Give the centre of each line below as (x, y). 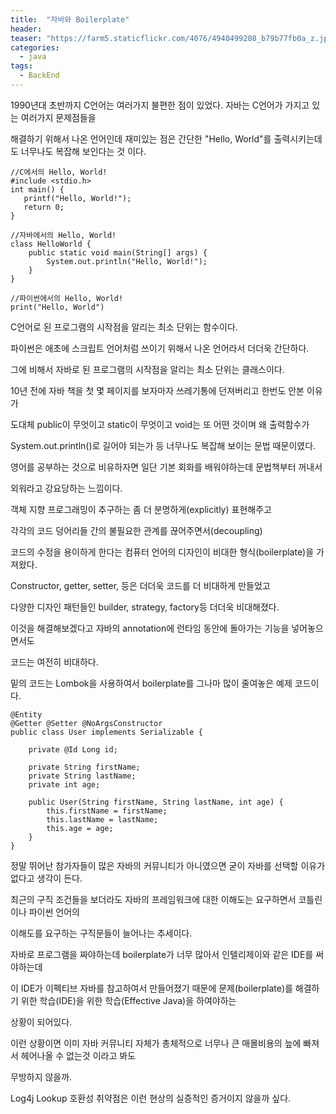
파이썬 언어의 (54, 912)
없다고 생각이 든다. (46, 878)
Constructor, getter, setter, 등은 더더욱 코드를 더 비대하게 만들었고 (140, 585)
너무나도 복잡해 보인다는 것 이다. (83, 151)
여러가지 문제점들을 (58, 117)
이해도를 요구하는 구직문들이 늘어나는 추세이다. (101, 933)
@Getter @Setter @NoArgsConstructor (86, 723)
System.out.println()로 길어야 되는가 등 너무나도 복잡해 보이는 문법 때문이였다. (163, 445)
